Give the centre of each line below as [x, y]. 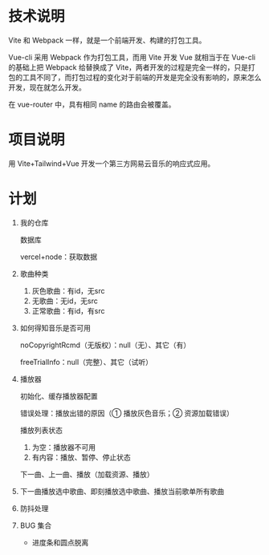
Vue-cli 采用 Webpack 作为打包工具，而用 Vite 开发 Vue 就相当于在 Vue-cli [132, 57]
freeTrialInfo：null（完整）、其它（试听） [86, 362]
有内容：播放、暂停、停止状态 [81, 457]
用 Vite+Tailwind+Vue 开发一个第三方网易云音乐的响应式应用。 [112, 163]
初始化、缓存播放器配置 [59, 396]
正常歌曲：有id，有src [68, 310]
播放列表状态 [41, 430]
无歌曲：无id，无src [65, 301]
